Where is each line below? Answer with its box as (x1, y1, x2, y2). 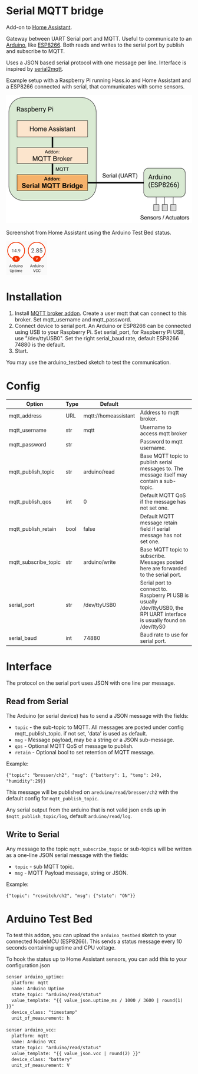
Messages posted (140, 559, 184, 566)
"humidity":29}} (6, 778, 46, 784)
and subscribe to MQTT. (6, 47, 65, 54)
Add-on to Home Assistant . (6, 24, 72, 31)
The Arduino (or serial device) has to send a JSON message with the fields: (6, 712, 189, 719)
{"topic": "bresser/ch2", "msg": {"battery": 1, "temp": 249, (6, 772, 162, 778)
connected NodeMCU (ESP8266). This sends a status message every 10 (6, 938, 183, 945)
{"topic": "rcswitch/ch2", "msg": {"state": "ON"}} (6, 892, 136, 899)
